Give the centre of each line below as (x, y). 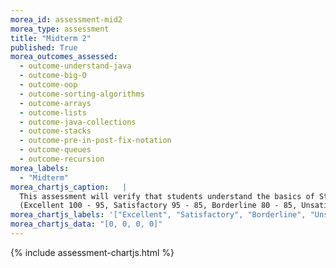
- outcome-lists (53, 112)
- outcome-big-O (53, 76)
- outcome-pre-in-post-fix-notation (95, 141)
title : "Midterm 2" (51, 38)
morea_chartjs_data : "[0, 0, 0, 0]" (86, 224)
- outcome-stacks (55, 131)
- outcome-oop (48, 85)
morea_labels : (40, 168)
